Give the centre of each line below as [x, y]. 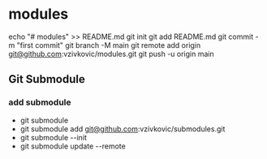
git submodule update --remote [73, 146]
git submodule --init [54, 137]
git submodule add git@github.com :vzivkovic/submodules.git [123, 129]
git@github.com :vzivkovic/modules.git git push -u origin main [111, 54]
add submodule [40, 102]
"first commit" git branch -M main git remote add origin [109, 45]
